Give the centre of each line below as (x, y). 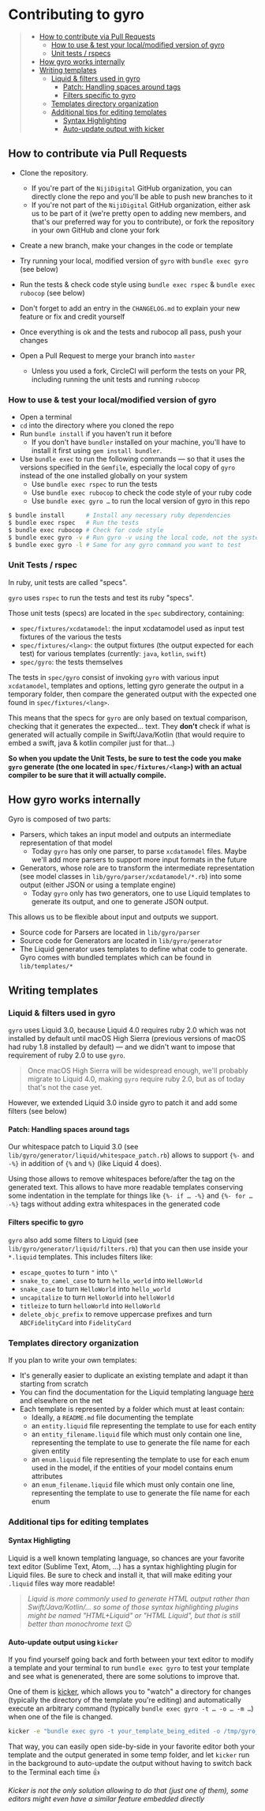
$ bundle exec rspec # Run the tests (74, 523)
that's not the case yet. (65, 1088)
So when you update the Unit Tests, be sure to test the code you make (125, 758)
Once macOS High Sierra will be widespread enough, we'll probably (138, 1071)
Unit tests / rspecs (81, 53)
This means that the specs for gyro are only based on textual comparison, (128, 718)
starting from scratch (54, 1383)
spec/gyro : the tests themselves (71, 662)
